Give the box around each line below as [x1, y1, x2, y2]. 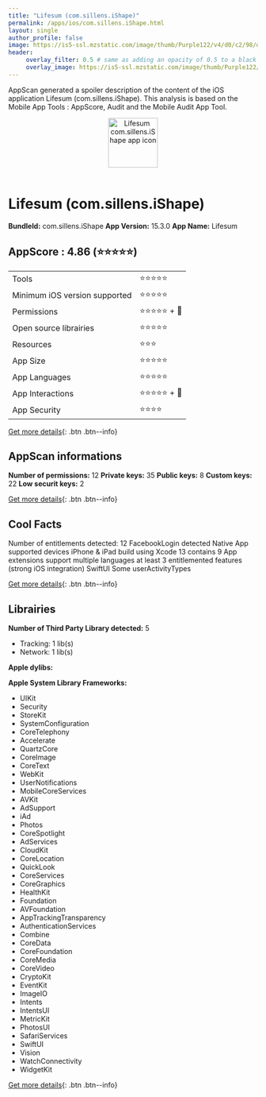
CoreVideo [19, 963, 55, 973]
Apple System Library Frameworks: [8, 678, 127, 687]
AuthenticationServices [19, 921, 97, 930]
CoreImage [19, 752, 57, 762]
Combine [19, 929, 50, 939]
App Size [12, 355, 46, 366]
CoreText [19, 760, 50, 771]
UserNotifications [19, 778, 78, 787]
